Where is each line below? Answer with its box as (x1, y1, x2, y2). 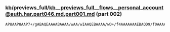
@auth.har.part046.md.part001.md (5, 10, 95, 17)
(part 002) (96, 10, 122, 17)
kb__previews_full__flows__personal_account (49, 4, 163, 11)
